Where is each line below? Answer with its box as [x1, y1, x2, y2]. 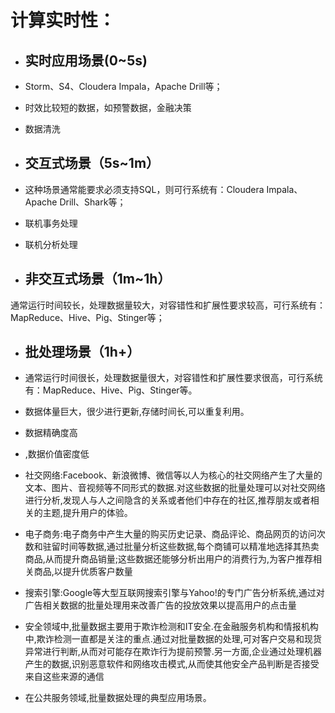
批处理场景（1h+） [24, 344, 141, 361]
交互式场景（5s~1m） [24, 155, 160, 172]
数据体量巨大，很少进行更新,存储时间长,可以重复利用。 [24, 406, 250, 418]
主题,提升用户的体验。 [42, 507, 133, 519]
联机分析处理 [24, 238, 78, 250]
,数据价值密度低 [24, 448, 90, 460]
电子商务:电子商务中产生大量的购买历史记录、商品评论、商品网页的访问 [24, 528, 317, 540]
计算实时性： [10, 9, 117, 32]
